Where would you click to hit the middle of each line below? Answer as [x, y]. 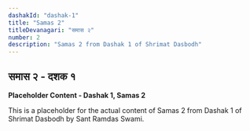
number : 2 [24, 37]
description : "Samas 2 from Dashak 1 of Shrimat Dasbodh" [105, 45]
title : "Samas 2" [37, 23]
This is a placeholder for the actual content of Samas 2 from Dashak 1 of [125, 110]
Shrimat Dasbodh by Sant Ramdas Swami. [76, 118]
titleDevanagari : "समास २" [51, 30]
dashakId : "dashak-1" [44, 15]
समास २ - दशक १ [42, 76]
